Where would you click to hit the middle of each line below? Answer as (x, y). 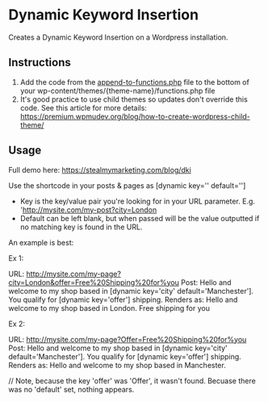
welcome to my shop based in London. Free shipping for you (109, 308)
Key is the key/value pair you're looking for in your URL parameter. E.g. (138, 201)
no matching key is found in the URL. (81, 227)
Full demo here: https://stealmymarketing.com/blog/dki (100, 170)
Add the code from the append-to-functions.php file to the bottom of (135, 82)
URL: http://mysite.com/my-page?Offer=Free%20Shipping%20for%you (128, 339)
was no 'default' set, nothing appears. (71, 389)
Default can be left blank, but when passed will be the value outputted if (140, 218)
